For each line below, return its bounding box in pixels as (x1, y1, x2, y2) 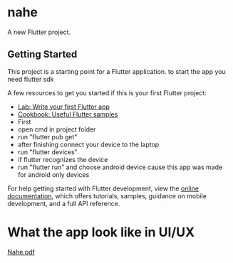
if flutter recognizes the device (17, 155, 108, 163)
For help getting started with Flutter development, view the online (7, 184, 200, 193)
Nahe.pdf (7, 247, 36, 256)
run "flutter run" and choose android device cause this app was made (17, 163, 223, 171)
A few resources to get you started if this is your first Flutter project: (7, 88, 207, 97)
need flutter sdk (7, 75, 54, 83)
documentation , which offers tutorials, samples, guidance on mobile (7, 191, 207, 200)
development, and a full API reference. (7, 199, 120, 208)
